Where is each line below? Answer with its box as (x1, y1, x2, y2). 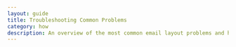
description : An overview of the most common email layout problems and (7, 29, 225, 37)
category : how (7, 23, 49, 30)
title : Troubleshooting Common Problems (7, 17, 128, 23)
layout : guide (7, 10, 49, 17)
